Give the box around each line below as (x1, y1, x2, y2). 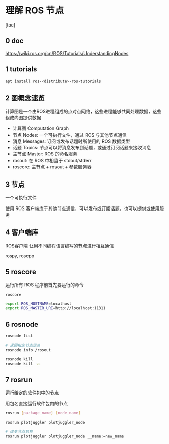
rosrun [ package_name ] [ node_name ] (5, 411, 81, 416)
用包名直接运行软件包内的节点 (5, 401, 68, 407)
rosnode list (5, 333, 33, 339)
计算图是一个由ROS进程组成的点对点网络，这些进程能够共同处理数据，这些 (5, 108, 162, 115)
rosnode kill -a (5, 361, 40, 367)
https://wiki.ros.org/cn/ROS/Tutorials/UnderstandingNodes (5, 50, 129, 56)
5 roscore (5, 268, 37, 276)
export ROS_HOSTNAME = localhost (5, 301, 72, 306)
